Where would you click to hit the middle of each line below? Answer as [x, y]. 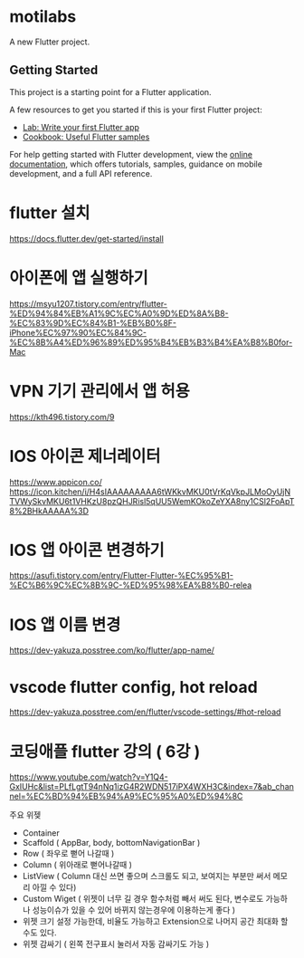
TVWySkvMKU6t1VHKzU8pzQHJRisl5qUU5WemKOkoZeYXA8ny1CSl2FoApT [152, 501]
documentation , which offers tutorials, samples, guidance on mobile [136, 164]
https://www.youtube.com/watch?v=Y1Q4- [89, 777]
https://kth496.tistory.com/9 [62, 417]
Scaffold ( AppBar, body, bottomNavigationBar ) [111, 843]
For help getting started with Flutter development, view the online [131, 154]
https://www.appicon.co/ [56, 482]
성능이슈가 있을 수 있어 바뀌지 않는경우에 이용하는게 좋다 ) [134, 910]
